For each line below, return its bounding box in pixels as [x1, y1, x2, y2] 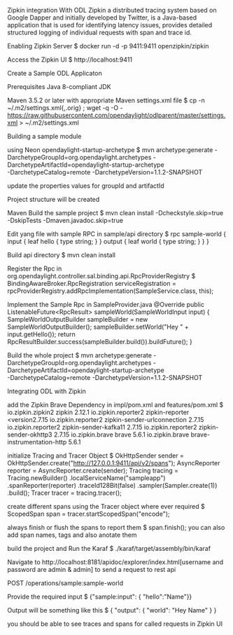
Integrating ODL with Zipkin [7, 387, 86, 395]
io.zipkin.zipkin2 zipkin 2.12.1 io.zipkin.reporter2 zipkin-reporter [7, 408, 190, 416]
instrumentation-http [7, 438, 67, 446]
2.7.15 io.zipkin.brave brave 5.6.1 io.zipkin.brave [53, 430, 190, 439]
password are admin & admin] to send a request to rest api [7, 566, 176, 573]
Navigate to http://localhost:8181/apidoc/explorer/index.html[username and [7, 558, 224, 566]
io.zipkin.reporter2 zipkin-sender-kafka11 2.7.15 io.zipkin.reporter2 [7, 423, 197, 431]
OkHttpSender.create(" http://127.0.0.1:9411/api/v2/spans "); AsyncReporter [7, 459, 220, 467]
